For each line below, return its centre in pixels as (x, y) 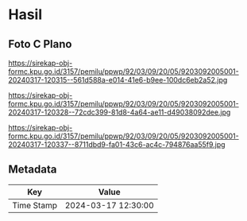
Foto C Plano (40, 44)
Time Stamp (35, 205)
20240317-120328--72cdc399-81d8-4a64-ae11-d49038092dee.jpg (120, 112)
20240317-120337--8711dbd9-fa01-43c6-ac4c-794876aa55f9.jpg (117, 144)
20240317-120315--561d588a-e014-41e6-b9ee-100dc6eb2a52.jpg (118, 80)
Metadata (33, 170)
